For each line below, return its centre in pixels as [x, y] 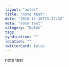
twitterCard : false [25, 46]
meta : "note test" [24, 23]
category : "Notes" [24, 28]
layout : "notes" [22, 10]
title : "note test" [25, 14]
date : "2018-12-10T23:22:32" [35, 19]
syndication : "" [22, 37]
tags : [11, 32]
